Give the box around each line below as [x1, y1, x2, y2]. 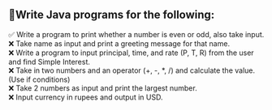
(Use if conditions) [8, 74, 71, 84]
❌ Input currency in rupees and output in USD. [8, 92, 163, 102]
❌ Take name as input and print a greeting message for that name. [8, 38, 230, 49]
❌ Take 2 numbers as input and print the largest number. [8, 82, 197, 93]
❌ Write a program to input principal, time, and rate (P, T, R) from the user [8, 48, 254, 57]
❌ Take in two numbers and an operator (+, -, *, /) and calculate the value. [8, 66, 256, 75]
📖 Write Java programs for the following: [8, 8, 215, 22]
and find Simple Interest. [8, 57, 91, 66]
